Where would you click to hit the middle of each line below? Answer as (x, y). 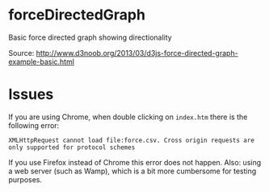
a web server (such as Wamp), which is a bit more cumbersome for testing (132, 171)
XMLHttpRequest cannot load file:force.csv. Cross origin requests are (131, 140)
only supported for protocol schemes (72, 147)
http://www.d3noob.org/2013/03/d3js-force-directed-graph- (137, 53)
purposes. (25, 179)
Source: (21, 53)
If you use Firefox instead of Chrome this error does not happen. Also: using (135, 162)
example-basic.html (42, 62)
